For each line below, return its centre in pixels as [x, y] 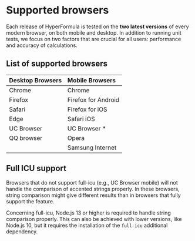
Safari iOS [81, 119]
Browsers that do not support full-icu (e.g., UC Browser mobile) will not [92, 182]
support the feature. [30, 201]
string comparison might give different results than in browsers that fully [93, 195]
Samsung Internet [92, 148]
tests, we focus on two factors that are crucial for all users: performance [94, 39]
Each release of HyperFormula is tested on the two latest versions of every [97, 26]
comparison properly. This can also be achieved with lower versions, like [94, 219]
